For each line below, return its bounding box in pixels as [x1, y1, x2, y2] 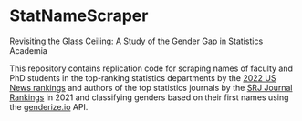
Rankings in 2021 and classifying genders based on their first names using [9, 92, 289, 103]
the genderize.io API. [9, 101, 89, 112]
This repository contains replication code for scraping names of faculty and [9, 63, 294, 74]
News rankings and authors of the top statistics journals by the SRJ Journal [9, 82, 293, 93]
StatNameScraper [9, 5, 149, 26]
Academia [9, 45, 47, 55]
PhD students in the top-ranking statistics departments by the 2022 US [9, 72, 276, 83]
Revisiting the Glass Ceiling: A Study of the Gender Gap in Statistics [9, 35, 264, 46]
